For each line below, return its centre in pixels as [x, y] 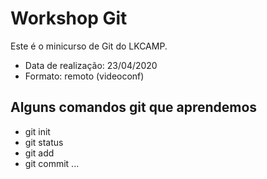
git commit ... [52, 163]
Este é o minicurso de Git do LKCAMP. [89, 46]
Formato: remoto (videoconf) [84, 76]
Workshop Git [69, 18]
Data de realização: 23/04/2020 [91, 65]
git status [44, 142]
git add [39, 153]
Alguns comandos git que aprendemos [134, 107]
